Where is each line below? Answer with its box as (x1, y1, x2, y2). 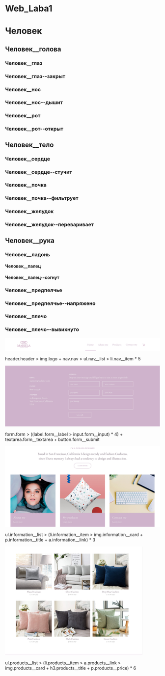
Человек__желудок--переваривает (5, 221, 94, 228)
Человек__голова (5, 45, 61, 53)
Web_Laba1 (5, 3, 53, 14)
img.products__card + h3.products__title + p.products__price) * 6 (5, 665, 137, 671)
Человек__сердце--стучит (5, 168, 72, 175)
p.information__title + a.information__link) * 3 (5, 537, 96, 543)
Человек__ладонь (5, 251, 50, 258)
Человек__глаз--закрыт (5, 73, 65, 80)
